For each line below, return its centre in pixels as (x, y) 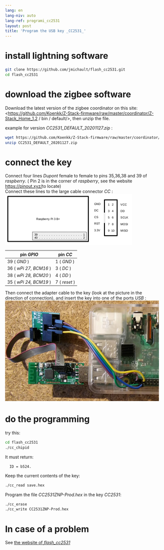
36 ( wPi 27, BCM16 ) (29, 268)
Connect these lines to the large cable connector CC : (59, 192)
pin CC (65, 254)
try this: (13, 433)
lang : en (14, 10)
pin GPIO (29, 254)
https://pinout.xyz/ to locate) (33, 186)
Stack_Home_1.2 (21, 118)
